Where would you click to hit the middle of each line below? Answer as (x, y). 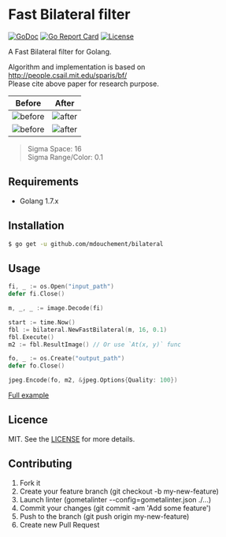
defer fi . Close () (37, 294)
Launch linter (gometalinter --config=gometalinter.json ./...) (115, 499)
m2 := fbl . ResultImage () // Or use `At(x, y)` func (94, 345)
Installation (36, 226)
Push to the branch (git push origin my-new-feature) (104, 516)
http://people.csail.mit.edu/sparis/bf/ (68, 75)
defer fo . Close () (37, 366)
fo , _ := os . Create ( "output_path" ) (67, 359)
